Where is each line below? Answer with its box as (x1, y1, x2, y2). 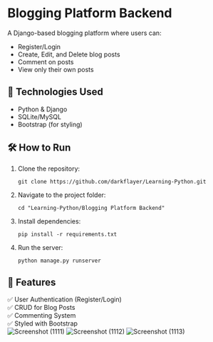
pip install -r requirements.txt (17, 231, 118, 238)
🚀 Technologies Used (7, 86, 103, 98)
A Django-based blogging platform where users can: (7, 29, 162, 37)
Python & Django (17, 105, 68, 114)
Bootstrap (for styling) (17, 120, 83, 129)
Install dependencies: (17, 216, 81, 226)
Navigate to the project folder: (17, 191, 106, 199)
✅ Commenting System (7, 311, 76, 320)
